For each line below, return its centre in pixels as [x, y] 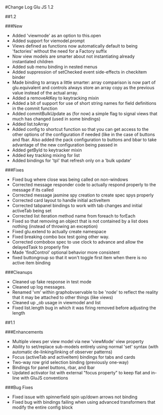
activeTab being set [32, 211]
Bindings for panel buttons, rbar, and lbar [53, 367]
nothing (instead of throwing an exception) [55, 226]
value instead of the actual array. [45, 93]
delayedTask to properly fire [41, 247]
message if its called [33, 190]
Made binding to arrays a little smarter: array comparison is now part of [84, 82]
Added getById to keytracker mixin [47, 150]
